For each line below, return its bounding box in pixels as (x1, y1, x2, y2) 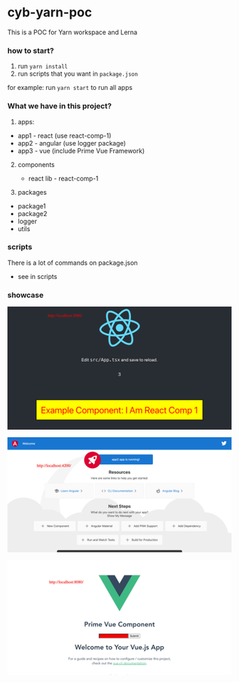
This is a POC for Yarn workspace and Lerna (7, 28, 137, 36)
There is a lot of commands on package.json (7, 258, 138, 267)
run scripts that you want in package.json (17, 69, 139, 78)
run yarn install (17, 62, 68, 71)
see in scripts (17, 272, 58, 280)
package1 (17, 201, 46, 210)
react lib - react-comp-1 (28, 174, 99, 183)
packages (17, 188, 48, 196)
